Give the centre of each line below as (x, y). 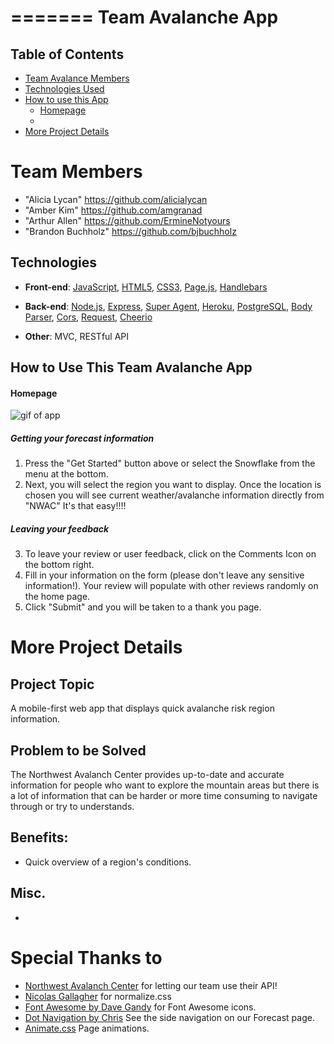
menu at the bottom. (66, 474)
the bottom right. (59, 565)
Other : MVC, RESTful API (77, 336)
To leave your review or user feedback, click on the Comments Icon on (170, 554)
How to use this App (66, 99)
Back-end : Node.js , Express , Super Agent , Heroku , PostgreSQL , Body (168, 306)
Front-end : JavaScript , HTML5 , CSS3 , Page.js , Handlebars (146, 287)
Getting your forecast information (82, 438)
